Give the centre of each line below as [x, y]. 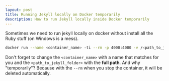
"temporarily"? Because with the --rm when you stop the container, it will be [84, 68]
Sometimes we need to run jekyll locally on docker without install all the [79, 33]
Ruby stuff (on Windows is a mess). [42, 38]
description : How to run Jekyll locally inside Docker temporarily [77, 19]
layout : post [19, 10]
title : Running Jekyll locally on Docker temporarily [63, 14]
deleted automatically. [28, 73]
